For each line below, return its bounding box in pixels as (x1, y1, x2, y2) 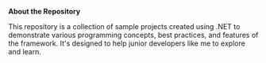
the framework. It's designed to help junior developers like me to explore (8, 39, 246, 48)
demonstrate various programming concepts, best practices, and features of (8, 31, 259, 39)
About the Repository (8, 7, 81, 16)
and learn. (8, 47, 41, 56)
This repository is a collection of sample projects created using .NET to (8, 22, 241, 31)
